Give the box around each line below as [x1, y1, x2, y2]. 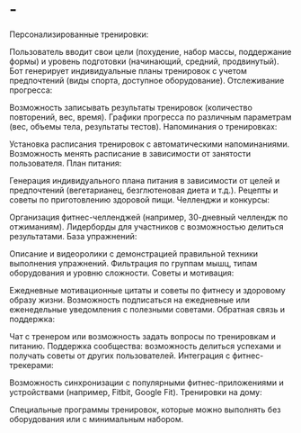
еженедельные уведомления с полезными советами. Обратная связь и [9, 303, 286, 314]
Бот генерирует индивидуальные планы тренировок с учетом [9, 65, 247, 76]
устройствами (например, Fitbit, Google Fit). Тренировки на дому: [9, 386, 262, 397]
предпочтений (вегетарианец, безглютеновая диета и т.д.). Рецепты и [9, 185, 279, 195]
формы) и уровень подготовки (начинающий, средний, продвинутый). [9, 56, 279, 67]
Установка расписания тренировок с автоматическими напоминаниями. [9, 139, 290, 149]
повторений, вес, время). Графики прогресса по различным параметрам [9, 112, 292, 122]
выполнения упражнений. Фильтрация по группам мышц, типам [9, 257, 258, 268]
